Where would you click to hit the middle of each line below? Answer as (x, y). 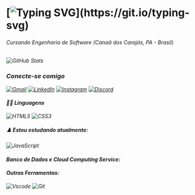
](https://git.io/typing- (132, 13)
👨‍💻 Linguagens (25, 103)
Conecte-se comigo (35, 76)
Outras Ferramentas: (33, 173)
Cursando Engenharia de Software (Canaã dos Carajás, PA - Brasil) (90, 42)
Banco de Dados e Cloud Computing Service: (63, 159)
